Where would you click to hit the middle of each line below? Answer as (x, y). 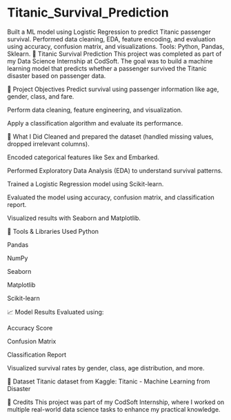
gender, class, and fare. (41, 96)
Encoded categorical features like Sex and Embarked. (83, 157)
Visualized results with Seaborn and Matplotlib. (74, 218)
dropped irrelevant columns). (48, 143)
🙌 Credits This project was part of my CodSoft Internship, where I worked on (116, 402)
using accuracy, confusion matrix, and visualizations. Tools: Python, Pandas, (116, 46)
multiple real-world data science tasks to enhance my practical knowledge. (114, 409)
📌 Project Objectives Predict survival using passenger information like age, (113, 89)
